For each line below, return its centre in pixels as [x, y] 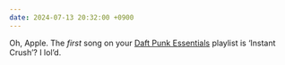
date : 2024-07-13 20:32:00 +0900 [72, 17]
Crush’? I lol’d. [35, 52]
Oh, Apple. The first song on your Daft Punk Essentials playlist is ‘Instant [142, 43]
